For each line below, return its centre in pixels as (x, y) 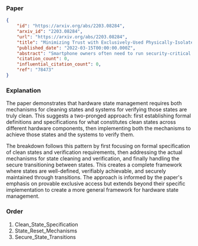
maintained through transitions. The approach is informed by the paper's (94, 178)
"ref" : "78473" (35, 70)
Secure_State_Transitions (45, 237)
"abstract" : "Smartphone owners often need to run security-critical (104, 53)
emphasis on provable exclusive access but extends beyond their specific (96, 183)
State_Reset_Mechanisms (46, 231)
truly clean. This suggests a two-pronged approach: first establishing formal (99, 116)
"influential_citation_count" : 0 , (59, 64)
